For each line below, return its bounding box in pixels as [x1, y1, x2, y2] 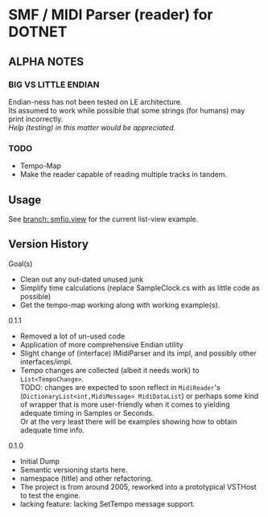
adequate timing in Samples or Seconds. [19, 408, 155, 417]
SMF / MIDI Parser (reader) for [8, 6, 213, 24]
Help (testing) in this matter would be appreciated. [8, 122, 176, 132]
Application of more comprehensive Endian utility [19, 339, 183, 349]
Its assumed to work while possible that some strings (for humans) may [8, 105, 245, 115]
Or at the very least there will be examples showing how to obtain [19, 416, 237, 426]
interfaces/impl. [19, 356, 72, 367]
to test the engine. [19, 490, 80, 500]
